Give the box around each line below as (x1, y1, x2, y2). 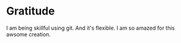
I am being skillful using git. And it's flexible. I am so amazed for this (6, 24, 175, 31)
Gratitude (6, 4, 56, 18)
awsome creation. (6, 30, 51, 38)
